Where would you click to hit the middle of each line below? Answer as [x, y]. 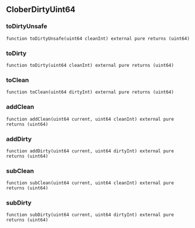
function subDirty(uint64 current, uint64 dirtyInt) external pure [90, 215]
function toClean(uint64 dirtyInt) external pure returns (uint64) [90, 92]
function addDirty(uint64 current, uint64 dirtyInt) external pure [90, 151]
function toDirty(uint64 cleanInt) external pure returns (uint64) [90, 65]
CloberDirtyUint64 [41, 10]
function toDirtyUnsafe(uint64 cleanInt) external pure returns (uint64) [98, 38]
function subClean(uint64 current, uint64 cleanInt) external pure [90, 183]
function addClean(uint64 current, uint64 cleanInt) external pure [90, 119]
